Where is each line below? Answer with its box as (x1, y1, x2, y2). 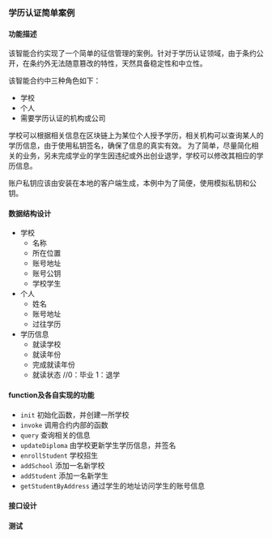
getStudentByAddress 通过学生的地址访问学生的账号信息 (19, 480, 205, 490)
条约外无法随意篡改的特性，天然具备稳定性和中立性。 (29, 58, 207, 68)
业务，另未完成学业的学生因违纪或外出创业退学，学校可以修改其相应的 (22, 151, 257, 161)
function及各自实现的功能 (8, 390, 95, 399)
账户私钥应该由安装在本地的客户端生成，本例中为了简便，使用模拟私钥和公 (8, 179, 257, 188)
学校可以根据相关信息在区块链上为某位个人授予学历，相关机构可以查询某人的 (8, 131, 264, 140)
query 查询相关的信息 (19, 430, 91, 440)
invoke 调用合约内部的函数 (19, 420, 108, 429)
